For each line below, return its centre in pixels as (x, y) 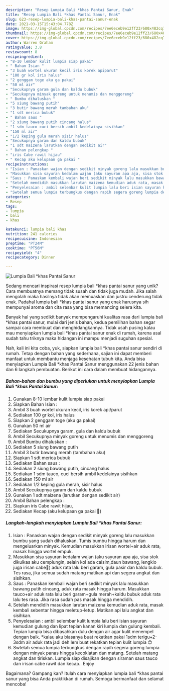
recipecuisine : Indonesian (34, 239)
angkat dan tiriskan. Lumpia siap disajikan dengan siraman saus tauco (85, 658)
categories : (18, 197)
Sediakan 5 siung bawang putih (45, 447)
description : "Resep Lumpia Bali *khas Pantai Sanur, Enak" (70, 10)
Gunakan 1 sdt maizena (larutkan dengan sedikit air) (66, 495)
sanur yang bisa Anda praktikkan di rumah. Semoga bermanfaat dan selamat (85, 679)
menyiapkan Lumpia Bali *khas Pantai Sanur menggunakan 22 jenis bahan (82, 364)
